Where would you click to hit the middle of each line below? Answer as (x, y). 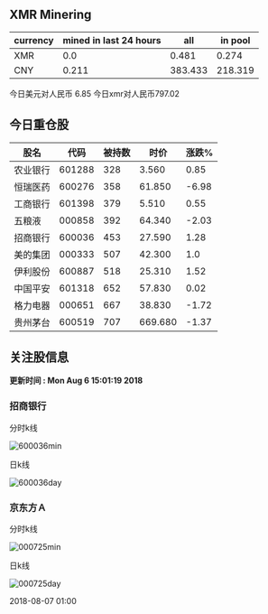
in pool (236, 40)
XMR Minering (51, 15)
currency (34, 40)
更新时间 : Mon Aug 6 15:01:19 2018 (76, 381)
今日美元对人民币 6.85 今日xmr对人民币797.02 (95, 93)
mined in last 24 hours (112, 40)
